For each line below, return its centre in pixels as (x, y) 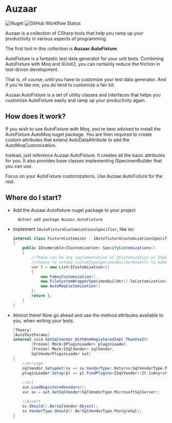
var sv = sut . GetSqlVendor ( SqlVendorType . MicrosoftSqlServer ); (91, 392)
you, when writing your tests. (43, 320)
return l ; (42, 296)
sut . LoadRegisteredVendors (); (54, 388)
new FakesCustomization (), (69, 277)
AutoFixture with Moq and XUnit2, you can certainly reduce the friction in (83, 64)
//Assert (32, 401)
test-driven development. (32, 69)
